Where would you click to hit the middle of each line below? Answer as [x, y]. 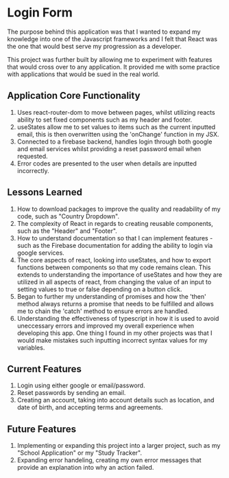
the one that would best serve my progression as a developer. [94, 46]
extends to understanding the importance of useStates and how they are [120, 274]
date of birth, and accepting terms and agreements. [90, 407]
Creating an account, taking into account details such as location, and [116, 400]
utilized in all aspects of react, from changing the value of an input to [114, 282]
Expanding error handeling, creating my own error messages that [109, 460]
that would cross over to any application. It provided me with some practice [113, 67]
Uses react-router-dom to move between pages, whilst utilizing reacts [116, 112]
